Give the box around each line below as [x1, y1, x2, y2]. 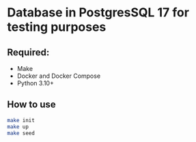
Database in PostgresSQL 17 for [7, 5, 190, 20]
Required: [7, 46, 50, 58]
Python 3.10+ [16, 79, 55, 87]
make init [7, 117, 36, 124]
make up [7, 123, 29, 130]
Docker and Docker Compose [16, 72, 101, 80]
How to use [7, 99, 56, 111]
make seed [7, 130, 36, 137]
